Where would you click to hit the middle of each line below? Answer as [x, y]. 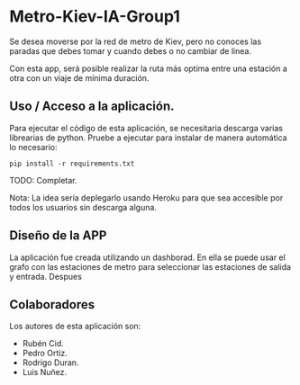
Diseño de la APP [58, 236]
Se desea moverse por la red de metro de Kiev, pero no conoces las [136, 41]
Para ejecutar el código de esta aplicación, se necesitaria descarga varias [146, 128]
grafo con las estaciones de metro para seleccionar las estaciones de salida [150, 266]
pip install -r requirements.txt [72, 164]
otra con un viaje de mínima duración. [79, 77]
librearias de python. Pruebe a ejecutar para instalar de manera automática [148, 138]
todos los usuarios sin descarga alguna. [83, 207]
